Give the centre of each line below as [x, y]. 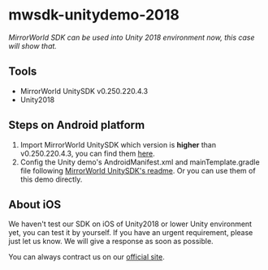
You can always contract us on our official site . [86, 257]
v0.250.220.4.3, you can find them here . [88, 153]
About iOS [35, 204]
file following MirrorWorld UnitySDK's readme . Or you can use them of [138, 170]
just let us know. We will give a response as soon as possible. [111, 242]
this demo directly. [51, 179]
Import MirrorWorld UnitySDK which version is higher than [118, 144]
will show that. [32, 45]
